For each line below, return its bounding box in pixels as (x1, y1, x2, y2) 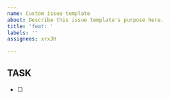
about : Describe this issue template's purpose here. (7, 16, 165, 23)
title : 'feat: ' (7, 23, 53, 30)
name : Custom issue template (7, 10, 90, 17)
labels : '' (7, 29, 38, 36)
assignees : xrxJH (7, 36, 57, 43)
